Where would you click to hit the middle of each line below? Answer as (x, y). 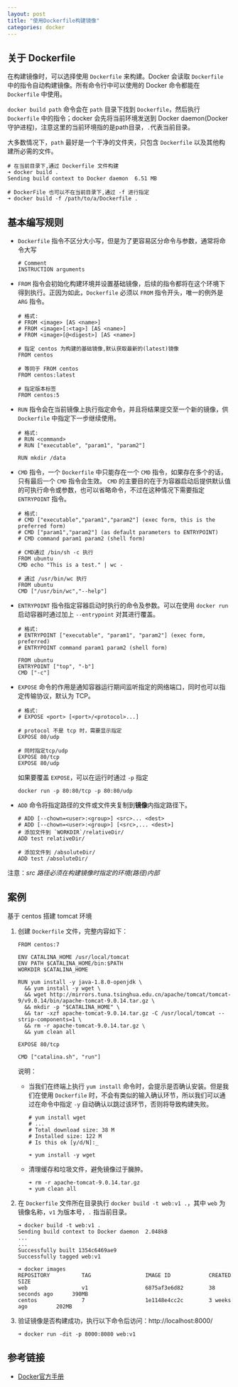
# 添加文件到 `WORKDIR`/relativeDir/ (71, 832)
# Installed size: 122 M (65, 1136)
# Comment (32, 263)
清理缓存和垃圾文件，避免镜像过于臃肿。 (87, 1169)
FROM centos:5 (38, 395)
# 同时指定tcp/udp (43, 751)
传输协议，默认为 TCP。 (59, 696)
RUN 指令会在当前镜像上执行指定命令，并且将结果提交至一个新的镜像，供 (123, 409)
